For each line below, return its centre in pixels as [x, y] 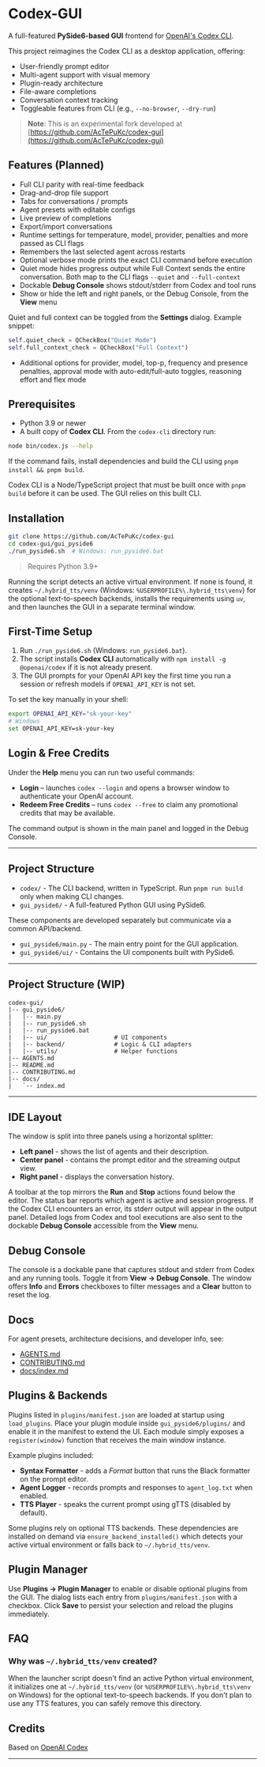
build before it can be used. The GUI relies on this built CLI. [105, 493]
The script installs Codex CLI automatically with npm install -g [123, 659]
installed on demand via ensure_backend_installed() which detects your [126, 1536]
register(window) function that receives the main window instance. [117, 1440]
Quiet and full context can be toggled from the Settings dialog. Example [125, 317]
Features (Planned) [56, 166]
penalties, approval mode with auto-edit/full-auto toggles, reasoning [131, 371]
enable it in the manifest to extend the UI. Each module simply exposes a [126, 1431]
